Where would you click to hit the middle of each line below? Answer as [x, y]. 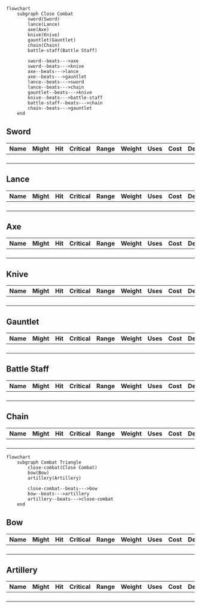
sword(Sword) [44, 19]
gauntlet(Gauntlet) [52, 40]
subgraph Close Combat [45, 14]
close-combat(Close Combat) [63, 467]
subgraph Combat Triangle [49, 462]
